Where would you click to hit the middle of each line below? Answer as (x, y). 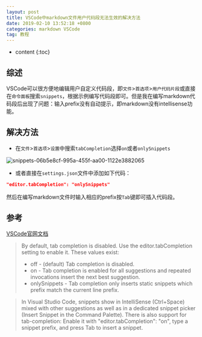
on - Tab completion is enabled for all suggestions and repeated (111, 271)
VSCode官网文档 (27, 234)
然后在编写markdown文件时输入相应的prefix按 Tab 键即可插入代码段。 (92, 197)
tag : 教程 (18, 35)
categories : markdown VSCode (43, 29)
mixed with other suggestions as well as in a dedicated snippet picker (108, 308)
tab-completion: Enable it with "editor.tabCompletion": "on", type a (105, 321)
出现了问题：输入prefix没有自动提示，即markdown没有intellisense (105, 104)
